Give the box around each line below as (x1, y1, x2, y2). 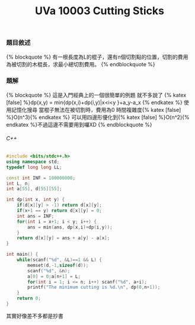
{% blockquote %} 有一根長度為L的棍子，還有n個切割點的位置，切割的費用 (6, 53, 188, 60)
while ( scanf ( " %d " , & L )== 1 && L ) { (17, 257, 102, 263)
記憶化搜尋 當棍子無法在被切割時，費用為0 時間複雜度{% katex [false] (11, 106, 181, 113)
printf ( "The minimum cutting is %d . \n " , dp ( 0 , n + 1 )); (27, 284, 161, 291)
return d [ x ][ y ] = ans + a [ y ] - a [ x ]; (17, 235, 110, 241)
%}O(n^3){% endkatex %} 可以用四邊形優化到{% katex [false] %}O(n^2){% (6, 114, 190, 121)
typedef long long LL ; (6, 164, 62, 170)
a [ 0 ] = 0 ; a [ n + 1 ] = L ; (27, 273, 81, 279)
